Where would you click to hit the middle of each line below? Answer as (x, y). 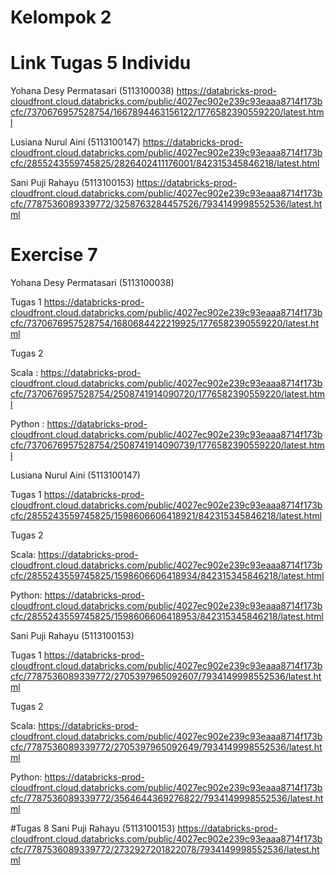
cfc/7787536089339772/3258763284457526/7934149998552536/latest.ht (166, 204)
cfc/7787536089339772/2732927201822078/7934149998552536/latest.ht (165, 850)
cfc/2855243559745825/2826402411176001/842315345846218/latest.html (165, 163)
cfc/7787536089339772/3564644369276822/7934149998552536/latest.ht (167, 798)
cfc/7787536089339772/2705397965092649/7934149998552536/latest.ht (166, 747)
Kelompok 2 (61, 17)
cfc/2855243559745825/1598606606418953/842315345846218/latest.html (167, 617)
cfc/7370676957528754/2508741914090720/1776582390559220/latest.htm (168, 394)
